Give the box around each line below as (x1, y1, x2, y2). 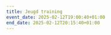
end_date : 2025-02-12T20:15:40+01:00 (6, 20, 100, 26)
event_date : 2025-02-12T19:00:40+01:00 (6, 14, 106, 20)
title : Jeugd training (6, 8, 63, 15)
